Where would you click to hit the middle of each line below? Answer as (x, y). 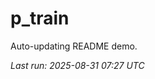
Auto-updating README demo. (74, 46)
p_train (40, 18)
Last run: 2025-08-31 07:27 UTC (77, 65)
